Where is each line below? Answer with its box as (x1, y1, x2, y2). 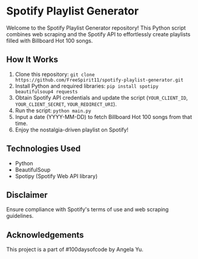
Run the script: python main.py (15, 107, 91, 114)
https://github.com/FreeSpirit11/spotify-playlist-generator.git (15, 77, 183, 83)
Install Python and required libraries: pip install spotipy (15, 82, 159, 89)
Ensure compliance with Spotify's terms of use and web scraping (6, 206, 169, 213)
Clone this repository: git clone (15, 71, 95, 78)
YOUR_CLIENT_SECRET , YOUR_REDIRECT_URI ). (15, 100, 117, 107)
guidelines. (6, 213, 34, 220)
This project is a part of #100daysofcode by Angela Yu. (6, 246, 144, 253)
